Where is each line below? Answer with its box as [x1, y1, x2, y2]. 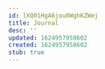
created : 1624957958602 [8, 41, 88, 49]
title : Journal [8, 19, 59, 27]
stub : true [8, 48, 45, 56]
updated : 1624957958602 [8, 33, 88, 42]
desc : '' [8, 26, 38, 34]
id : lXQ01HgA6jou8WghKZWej [8, 11, 99, 20]
